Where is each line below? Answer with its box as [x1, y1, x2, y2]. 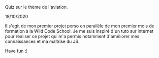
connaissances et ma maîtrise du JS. [5, 39, 80, 44]
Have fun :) [5, 48, 28, 54]
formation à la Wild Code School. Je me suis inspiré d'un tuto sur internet [5, 28, 154, 34]
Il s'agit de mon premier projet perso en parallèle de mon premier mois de [5, 23, 155, 29]
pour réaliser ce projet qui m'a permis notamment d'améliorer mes [5, 34, 140, 39]
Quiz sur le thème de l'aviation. [5, 4, 68, 10]
